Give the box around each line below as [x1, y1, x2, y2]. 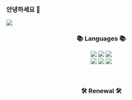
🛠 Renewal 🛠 [81, 86, 122, 95]
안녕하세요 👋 [6, 5, 40, 13]
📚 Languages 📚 [76, 34, 127, 43]
